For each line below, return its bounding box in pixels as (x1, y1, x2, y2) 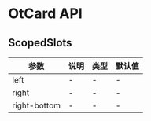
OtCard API (8, 5, 83, 23)
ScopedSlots (8, 36, 72, 49)
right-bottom (12, 100, 61, 111)
